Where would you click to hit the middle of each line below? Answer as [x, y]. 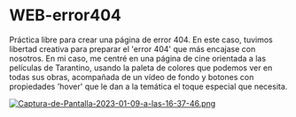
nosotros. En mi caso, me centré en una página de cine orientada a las [138, 58]
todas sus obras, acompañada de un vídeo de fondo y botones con [132, 77]
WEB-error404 [66, 15]
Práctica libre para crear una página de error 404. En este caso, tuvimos [141, 40]
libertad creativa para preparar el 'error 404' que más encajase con [132, 48]
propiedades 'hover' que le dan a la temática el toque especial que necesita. [148, 86]
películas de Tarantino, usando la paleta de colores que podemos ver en [141, 68]
